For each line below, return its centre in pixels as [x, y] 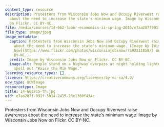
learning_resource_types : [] [35, 73]
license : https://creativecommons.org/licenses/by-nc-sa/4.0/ [70, 78]
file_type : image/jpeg [28, 32]
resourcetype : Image [26, 87]
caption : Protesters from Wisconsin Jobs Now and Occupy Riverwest [80, 42]
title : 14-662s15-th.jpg [30, 91]
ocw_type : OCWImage [25, 82]
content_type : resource [29, 10]
